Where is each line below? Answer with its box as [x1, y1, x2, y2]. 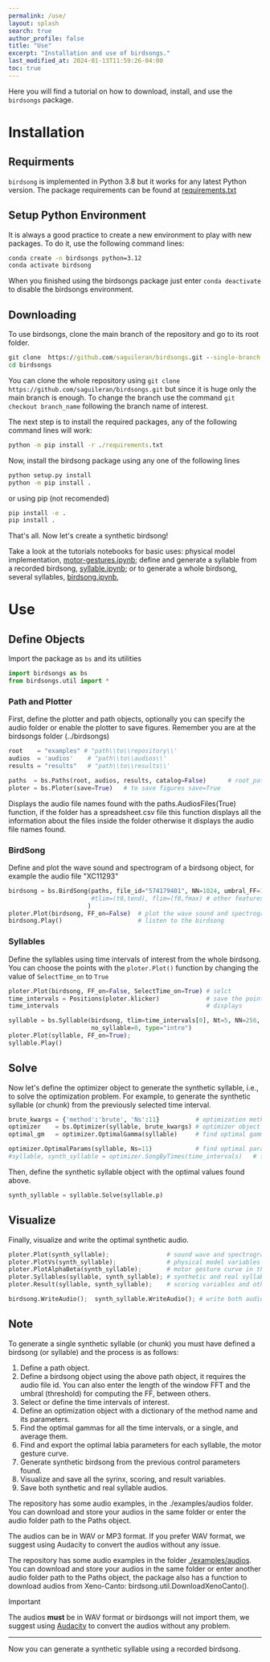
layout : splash [8, 19, 59, 27]
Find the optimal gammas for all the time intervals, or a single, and [19, 1423, 239, 1432]
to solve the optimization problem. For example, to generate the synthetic [8, 1091, 251, 1101]
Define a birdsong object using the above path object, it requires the [19, 1371, 247, 1381]
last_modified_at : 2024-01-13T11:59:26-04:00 [8, 57, 163, 65]
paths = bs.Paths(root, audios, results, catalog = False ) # [8, 776, 231, 784]
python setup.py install [8, 471, 92, 480]
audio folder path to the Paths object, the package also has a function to [8, 1573, 247, 1582]
